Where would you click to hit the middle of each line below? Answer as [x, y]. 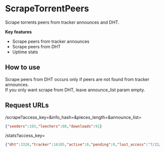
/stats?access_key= [25, 136]
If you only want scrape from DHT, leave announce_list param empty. [75, 90]
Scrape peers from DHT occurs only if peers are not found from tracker [77, 79]
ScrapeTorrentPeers [47, 9]
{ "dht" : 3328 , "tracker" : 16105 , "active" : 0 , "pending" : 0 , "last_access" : [77, 145]
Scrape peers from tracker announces [51, 41]
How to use [23, 67]
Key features [18, 32]
